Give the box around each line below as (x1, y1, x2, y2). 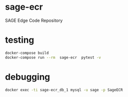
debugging (5, 71, 50, 82)
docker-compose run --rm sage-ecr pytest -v (5, 55, 101, 60)
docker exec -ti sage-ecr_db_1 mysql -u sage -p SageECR (5, 87, 123, 92)
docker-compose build (5, 50, 49, 55)
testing (5, 34, 35, 46)
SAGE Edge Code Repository (5, 17, 63, 23)
